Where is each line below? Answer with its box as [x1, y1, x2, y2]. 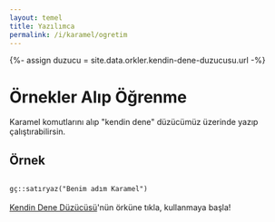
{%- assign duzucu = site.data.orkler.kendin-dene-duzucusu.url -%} [9, 55, 266, 66]
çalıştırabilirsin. [9, 126, 66, 137]
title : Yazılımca [9, 22, 75, 31]
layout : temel [9, 13, 64, 23]
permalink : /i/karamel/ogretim [9, 30, 128, 39]
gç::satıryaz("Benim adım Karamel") [9, 185, 148, 194]
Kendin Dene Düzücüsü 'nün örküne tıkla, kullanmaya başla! [9, 202, 231, 213]
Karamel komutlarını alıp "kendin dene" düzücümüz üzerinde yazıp [9, 117, 259, 128]
